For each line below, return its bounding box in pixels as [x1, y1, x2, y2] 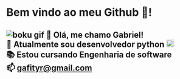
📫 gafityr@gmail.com [6, 63, 92, 73]
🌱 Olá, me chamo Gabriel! [46, 30, 144, 40]
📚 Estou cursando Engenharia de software [6, 49, 172, 60]
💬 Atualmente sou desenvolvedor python [6, 39, 165, 49]
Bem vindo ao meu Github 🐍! [6, 5, 152, 19]
